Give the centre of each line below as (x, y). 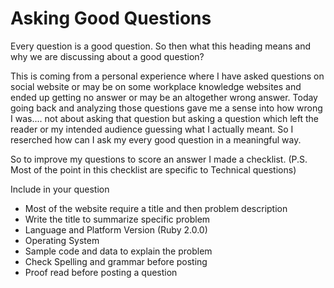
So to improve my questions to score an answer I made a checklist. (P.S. (159, 159)
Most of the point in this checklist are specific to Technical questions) (153, 169)
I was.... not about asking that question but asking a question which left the (165, 118)
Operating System (62, 240)
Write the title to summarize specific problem (117, 219)
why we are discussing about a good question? (107, 56)
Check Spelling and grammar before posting (116, 261)
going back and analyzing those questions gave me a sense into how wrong (166, 108)
